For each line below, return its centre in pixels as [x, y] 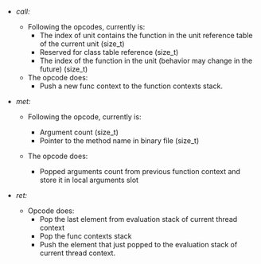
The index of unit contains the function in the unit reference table [146, 35]
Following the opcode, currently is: [84, 117]
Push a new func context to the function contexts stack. [131, 86]
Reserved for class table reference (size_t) [109, 52]
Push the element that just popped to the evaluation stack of [138, 245]
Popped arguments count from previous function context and [140, 171]
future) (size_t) [64, 69]
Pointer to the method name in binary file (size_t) [119, 141]
